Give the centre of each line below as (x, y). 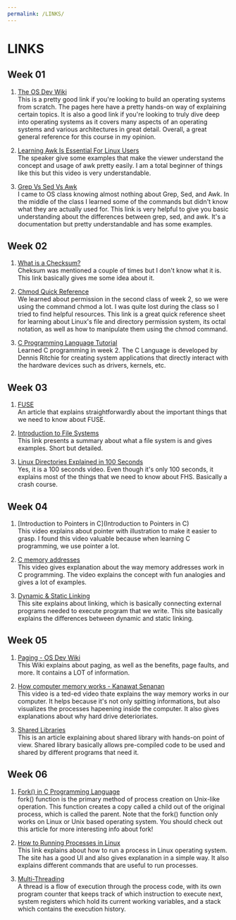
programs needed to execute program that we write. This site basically (120, 611)
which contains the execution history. (72, 909)
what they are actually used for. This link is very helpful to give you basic (123, 209)
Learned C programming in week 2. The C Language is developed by (118, 351)
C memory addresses (49, 560)
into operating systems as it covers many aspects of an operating (112, 121)
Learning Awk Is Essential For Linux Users (78, 150)
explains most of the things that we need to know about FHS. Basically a (122, 477)
